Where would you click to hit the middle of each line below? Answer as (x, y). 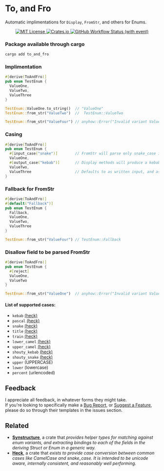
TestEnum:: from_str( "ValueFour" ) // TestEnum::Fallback (63, 239)
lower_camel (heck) (31, 342)
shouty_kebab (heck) (32, 352)
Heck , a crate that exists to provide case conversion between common (83, 453)
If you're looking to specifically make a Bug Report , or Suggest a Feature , (79, 405)
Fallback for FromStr (30, 189)
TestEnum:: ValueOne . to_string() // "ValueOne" (54, 108)
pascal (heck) (26, 321)
